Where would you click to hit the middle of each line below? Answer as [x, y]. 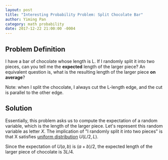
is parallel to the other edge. [35, 92]
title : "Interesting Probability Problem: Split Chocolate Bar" [74, 15]
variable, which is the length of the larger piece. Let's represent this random [84, 126]
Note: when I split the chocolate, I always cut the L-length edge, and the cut [84, 87]
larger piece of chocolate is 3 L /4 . [40, 151]
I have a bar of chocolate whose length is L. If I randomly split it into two [80, 61]
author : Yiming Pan [26, 19]
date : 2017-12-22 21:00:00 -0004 [40, 29]
